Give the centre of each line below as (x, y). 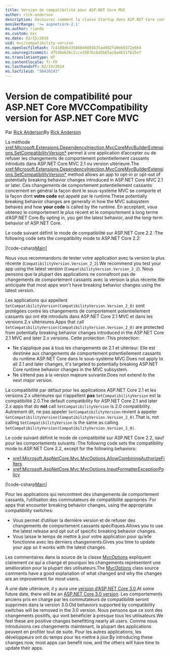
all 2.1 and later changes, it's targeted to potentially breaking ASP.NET (85, 364)
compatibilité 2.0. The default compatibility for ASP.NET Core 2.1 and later (81, 401)
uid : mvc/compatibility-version (39, 43)
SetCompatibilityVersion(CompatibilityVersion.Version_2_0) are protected (84, 327)
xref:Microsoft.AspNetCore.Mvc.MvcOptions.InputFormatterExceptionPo (88, 469)
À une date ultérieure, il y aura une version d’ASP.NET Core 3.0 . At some (80, 588)
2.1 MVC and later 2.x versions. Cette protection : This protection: (73, 338)
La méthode (18, 142)
